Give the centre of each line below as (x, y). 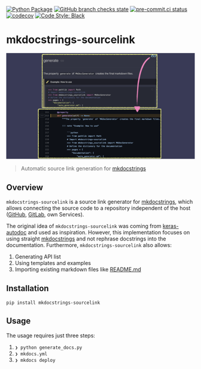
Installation (28, 288)
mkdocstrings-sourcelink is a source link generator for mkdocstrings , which (100, 202)
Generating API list (38, 257)
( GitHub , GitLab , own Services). (45, 215)
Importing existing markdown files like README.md (78, 270)
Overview (25, 187)
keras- (171, 226)
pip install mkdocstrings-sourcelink (53, 303)
